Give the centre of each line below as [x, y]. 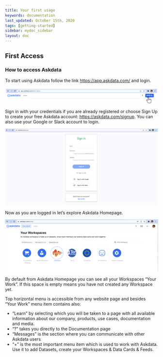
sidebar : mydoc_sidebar [29, 31]
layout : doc [17, 36]
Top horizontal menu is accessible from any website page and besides [75, 299]
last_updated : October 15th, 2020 [40, 20]
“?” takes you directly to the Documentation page [61, 329]
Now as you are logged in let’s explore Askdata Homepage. [64, 212]
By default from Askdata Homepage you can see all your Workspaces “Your [81, 279]
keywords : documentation [30, 15]
